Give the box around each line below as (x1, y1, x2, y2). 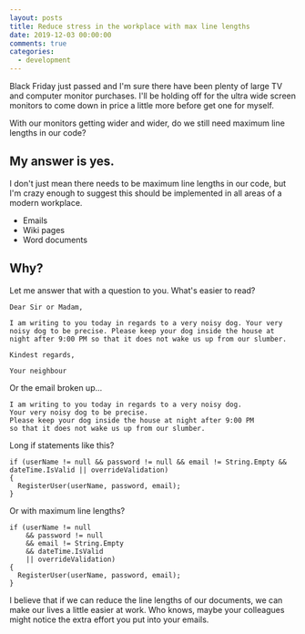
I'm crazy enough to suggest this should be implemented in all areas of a (9, 188, 282, 199)
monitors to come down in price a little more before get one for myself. (9, 100, 275, 110)
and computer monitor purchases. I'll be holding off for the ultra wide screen (9, 90, 296, 101)
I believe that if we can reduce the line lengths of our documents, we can (9, 594, 283, 606)
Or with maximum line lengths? (9, 505, 126, 516)
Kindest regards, (9, 350, 76, 360)
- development (17, 56, 71, 65)
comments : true (9, 38, 67, 48)
